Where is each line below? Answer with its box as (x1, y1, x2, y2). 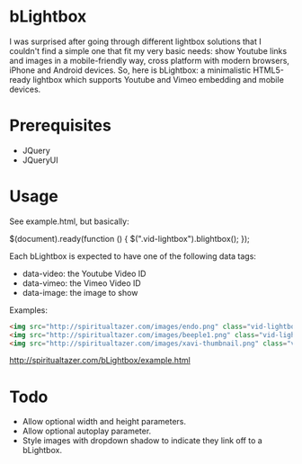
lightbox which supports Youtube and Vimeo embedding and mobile (32, 74, 285, 85)
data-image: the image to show (22, 287, 138, 298)
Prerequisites (9, 115, 112, 136)
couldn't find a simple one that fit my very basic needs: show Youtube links (9, 45, 288, 56)
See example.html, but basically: (9, 216, 129, 227)
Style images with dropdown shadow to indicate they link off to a (22, 435, 262, 446)
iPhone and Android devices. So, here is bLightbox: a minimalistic (9, 65, 252, 76)
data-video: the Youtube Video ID (22, 268, 147, 279)
